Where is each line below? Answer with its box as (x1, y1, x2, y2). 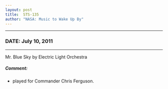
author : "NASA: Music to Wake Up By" (5, 16, 84, 21)
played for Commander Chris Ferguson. (12, 78, 94, 84)
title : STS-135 (5, 12, 39, 17)
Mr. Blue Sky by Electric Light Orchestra (5, 53, 87, 60)
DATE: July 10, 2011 (5, 38, 53, 45)
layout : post (5, 7, 32, 12)
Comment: (5, 65, 28, 71)
